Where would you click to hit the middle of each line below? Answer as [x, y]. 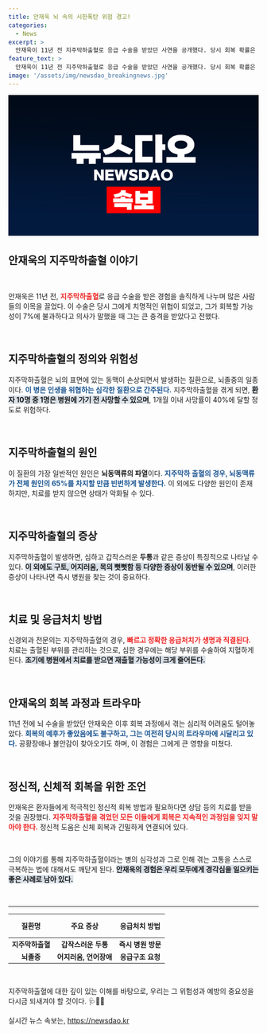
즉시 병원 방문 [140, 944]
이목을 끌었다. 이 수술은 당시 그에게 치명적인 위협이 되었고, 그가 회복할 [131, 306]
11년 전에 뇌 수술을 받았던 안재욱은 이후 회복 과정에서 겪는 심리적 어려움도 [121, 723]
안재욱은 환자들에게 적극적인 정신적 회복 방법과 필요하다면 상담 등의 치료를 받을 [130, 807]
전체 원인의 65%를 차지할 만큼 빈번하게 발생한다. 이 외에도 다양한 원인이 [127, 483]
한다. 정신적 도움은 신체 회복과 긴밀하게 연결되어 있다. [105, 827]
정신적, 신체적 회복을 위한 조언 [77, 787]
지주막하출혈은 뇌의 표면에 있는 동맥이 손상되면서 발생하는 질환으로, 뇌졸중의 [126, 380]
